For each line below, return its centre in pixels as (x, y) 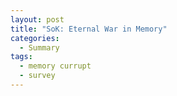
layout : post (37, 19)
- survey (37, 76)
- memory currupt (55, 66)
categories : (35, 38)
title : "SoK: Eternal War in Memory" (89, 29)
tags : (21, 57)
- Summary (39, 47)
